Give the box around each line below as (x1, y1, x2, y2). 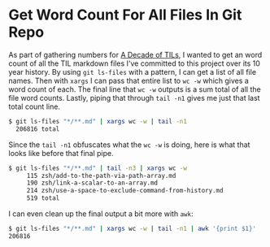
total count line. (8, 102, 61, 111)
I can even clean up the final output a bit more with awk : (8, 209, 194, 219)
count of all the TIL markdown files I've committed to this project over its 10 (8, 58, 260, 68)
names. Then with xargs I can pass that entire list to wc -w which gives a (8, 76, 250, 85)
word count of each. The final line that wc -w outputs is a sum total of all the (8, 84, 262, 94)
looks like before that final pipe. (8, 148, 114, 158)
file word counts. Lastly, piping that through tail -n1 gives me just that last (8, 93, 260, 102)
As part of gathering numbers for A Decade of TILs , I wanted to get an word (8, 50, 263, 59)
